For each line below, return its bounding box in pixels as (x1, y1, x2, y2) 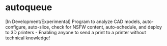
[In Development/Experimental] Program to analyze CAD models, (5, 18, 142, 25)
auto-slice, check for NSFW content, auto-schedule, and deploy (27, 24, 162, 30)
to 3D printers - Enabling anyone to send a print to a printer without (5, 29, 146, 35)
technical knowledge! (5, 35, 50, 41)
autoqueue (5, 2, 52, 13)
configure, (5, 24, 27, 30)
